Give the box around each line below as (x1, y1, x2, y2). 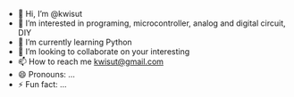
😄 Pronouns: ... (17, 69, 76, 79)
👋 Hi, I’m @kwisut (17, 9, 83, 19)
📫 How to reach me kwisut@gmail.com (17, 56, 164, 67)
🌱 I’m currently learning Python (17, 36, 132, 47)
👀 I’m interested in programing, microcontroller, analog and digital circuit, (17, 18, 286, 28)
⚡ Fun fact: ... (17, 79, 67, 89)
